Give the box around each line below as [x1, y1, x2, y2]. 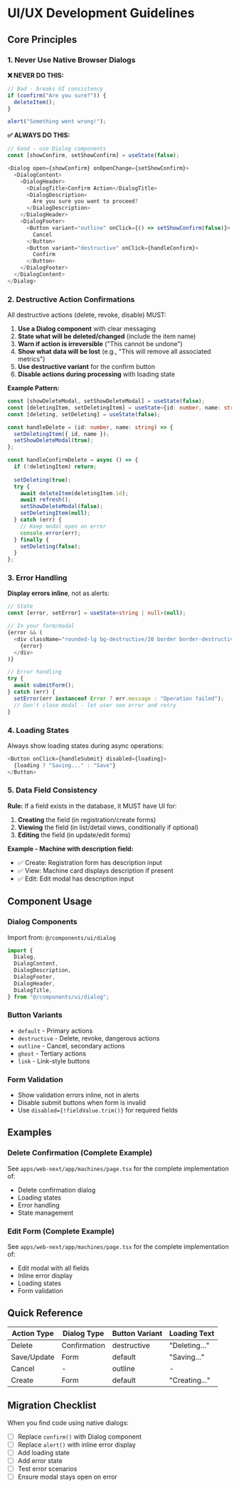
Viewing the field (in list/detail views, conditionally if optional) [17, 823, 199, 831]
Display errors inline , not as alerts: [7, 589, 110, 597]
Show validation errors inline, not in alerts [17, 1090, 140, 1100]
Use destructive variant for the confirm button [17, 363, 155, 371]
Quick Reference [7, 1307, 83, 1320]
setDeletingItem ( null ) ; [20, 510, 91, 517]
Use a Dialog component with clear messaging [17, 325, 156, 333]
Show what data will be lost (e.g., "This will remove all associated [17, 348, 211, 356]
